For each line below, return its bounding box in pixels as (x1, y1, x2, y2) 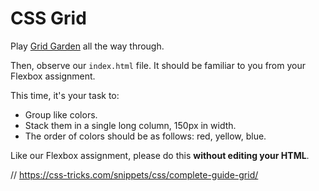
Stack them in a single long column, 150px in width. (24, 119, 237, 131)
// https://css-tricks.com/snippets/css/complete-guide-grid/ (10, 168, 259, 181)
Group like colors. (24, 108, 98, 121)
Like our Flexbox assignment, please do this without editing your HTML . (10, 149, 310, 161)
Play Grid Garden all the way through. (10, 40, 165, 52)
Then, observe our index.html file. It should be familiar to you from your (10, 59, 306, 71)
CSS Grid (10, 7, 87, 30)
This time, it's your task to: (10, 89, 120, 101)
